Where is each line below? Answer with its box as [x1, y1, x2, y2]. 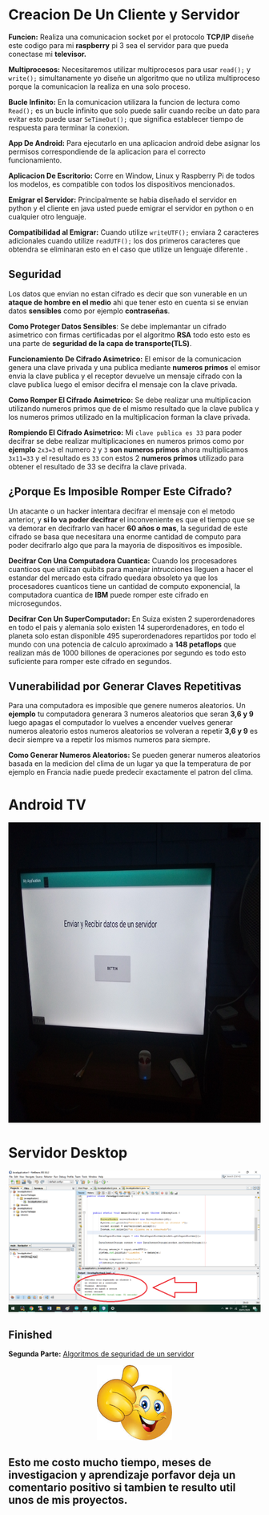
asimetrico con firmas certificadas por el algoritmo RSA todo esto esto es [8, 330, 251, 340]
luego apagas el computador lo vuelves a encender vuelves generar [8, 718, 234, 727]
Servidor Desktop [8, 1143, 128, 1162]
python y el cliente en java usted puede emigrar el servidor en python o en [8, 203, 255, 213]
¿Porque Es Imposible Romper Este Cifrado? [8, 485, 232, 498]
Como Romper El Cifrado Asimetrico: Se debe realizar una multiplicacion [8, 395, 251, 405]
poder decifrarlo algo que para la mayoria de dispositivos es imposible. [8, 540, 243, 550]
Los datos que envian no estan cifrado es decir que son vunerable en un [8, 288, 247, 298]
